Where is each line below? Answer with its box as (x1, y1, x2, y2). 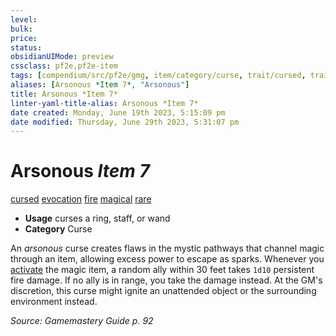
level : (10, 14, 38, 25)
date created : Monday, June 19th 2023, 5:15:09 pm (10, 107, 226, 118)
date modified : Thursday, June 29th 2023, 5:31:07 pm (10, 117, 240, 127)
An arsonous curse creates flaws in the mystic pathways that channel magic (10, 242, 325, 255)
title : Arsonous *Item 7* (10, 89, 118, 99)
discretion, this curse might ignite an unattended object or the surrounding (10, 285, 317, 297)
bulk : (10, 24, 33, 34)
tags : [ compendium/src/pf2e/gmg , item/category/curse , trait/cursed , (10, 71, 307, 81)
